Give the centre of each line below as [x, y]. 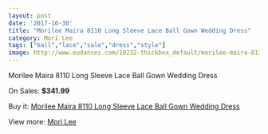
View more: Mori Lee [43, 122]
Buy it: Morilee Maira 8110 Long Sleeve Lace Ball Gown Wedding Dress [124, 106]
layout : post [30, 16]
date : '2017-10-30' [41, 23]
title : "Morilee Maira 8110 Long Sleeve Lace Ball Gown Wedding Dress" [130, 30]
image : [19, 53]
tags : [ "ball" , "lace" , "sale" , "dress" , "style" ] [87, 45]
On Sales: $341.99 [39, 91]
